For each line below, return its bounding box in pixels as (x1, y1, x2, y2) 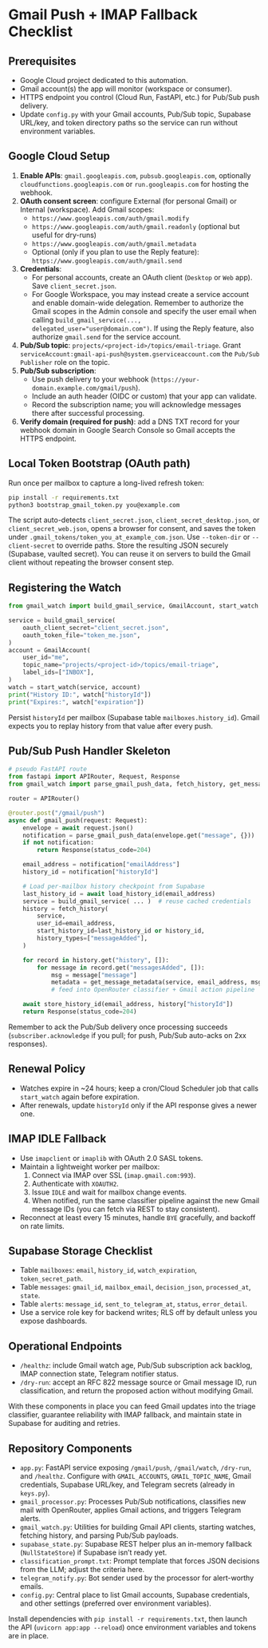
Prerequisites (8, 54, 77, 68)
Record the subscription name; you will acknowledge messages (31, 399, 242, 409)
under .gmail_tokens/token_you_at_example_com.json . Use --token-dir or (8, 533, 250, 542)
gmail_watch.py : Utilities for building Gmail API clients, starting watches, (19, 1522, 256, 1531)
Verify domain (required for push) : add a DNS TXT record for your (19, 417, 240, 426)
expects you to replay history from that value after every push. (8, 721, 214, 731)
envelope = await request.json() (22, 824, 134, 832)
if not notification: (22, 838, 94, 847)
